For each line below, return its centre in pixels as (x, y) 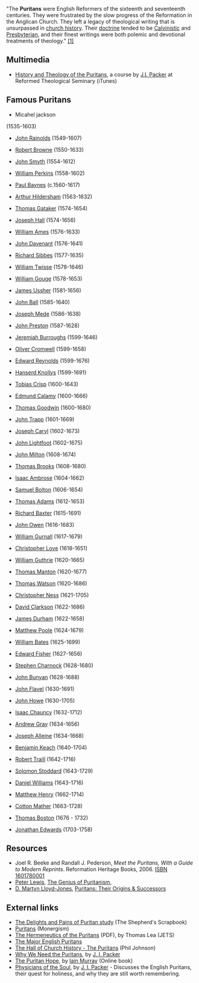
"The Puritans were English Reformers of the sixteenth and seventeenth (96, 9)
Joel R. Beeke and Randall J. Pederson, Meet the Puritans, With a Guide (104, 863)
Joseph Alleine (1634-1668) (49, 736)
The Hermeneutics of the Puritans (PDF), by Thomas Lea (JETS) (95, 935)
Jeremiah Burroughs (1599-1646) (56, 337)
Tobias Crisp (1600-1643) (46, 384)
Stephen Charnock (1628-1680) (54, 665)
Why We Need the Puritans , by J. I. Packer (68, 955)
